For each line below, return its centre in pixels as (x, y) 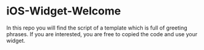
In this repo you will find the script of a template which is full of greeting (97, 28)
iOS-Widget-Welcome (64, 11)
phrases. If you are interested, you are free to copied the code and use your (102, 34)
